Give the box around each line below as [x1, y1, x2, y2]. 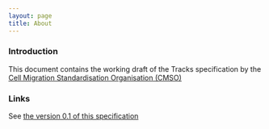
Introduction [8, 46, 58, 57]
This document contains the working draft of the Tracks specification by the [8, 64, 262, 73]
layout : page [8, 11, 53, 20]
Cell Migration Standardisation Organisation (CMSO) [8, 73, 182, 82]
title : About [8, 19, 53, 27]
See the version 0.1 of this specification [8, 111, 139, 121]
